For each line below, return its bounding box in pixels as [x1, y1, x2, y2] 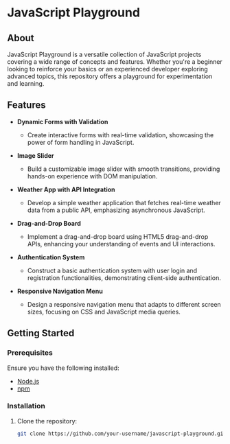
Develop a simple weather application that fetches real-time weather [27, 198, 221, 207]
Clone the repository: [16, 417, 78, 425]
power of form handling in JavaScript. [27, 138, 135, 146]
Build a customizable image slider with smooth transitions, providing [27, 165, 220, 173]
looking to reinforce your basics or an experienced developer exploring [7, 65, 208, 73]
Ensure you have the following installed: [7, 364, 120, 372]
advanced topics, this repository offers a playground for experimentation [7, 72, 213, 80]
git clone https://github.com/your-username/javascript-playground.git [16, 430, 227, 437]
